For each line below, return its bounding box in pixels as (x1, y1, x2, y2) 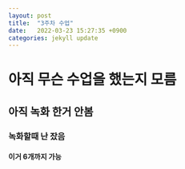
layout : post (8, 11, 52, 20)
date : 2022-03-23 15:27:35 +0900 (8, 26, 127, 34)
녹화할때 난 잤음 (8, 131, 66, 142)
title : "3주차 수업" (8, 19, 74, 27)
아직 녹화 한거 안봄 (8, 104, 94, 118)
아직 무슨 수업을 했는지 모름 (8, 71, 177, 88)
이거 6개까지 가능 (8, 152, 62, 162)
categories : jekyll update (8, 33, 99, 42)
